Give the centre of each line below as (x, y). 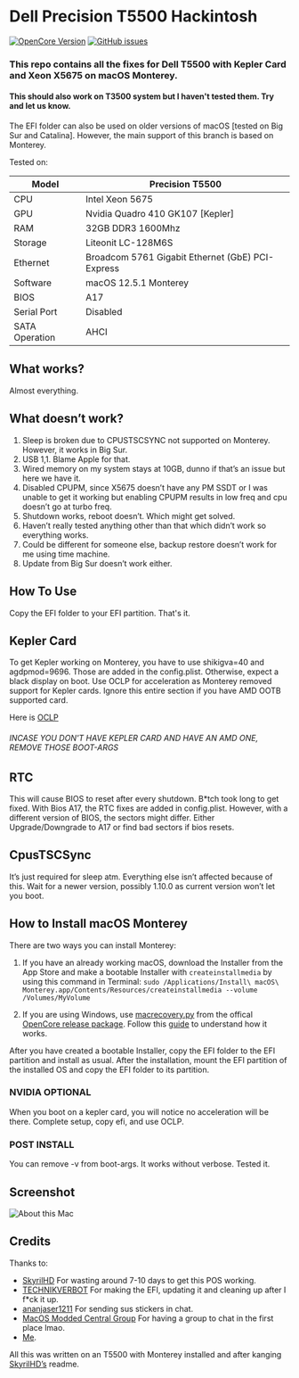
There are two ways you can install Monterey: (93, 945)
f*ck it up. (40, 1299)
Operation (35, 338)
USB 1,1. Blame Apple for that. (76, 459)
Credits (30, 1242)
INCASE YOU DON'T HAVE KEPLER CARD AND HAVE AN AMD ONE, (134, 738)
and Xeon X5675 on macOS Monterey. (93, 75)
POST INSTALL (42, 1144)
